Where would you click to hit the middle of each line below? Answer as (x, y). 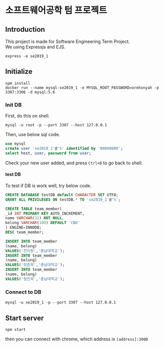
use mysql (16, 144)
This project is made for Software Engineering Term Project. (68, 41)
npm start (16, 329)
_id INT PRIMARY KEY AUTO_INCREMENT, (45, 213)
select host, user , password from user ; (48, 153)
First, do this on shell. (28, 116)
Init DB (13, 105)
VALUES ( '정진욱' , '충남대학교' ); (35, 279)
